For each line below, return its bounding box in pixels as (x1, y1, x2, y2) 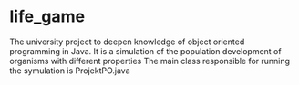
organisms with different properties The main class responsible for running (9, 55, 290, 66)
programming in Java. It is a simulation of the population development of (9, 45, 282, 56)
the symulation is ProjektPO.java (9, 65, 130, 76)
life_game (9, 6, 85, 27)
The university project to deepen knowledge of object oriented (9, 36, 245, 47)
